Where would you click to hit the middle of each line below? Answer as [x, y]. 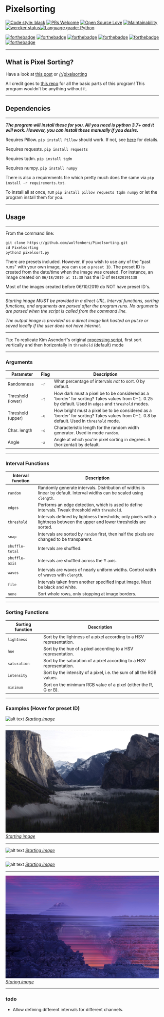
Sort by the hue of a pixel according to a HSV [88, 649]
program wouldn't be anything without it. [46, 88]
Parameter [22, 374]
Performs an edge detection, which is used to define [90, 505]
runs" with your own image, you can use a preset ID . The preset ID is [75, 267]
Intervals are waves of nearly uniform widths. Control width [97, 570]
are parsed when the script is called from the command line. [66, 311]
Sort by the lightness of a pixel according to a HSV [94, 637]
